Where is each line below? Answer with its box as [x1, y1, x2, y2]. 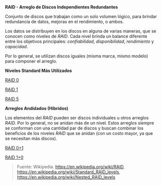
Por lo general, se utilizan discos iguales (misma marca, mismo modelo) [5, 53, 148, 59]
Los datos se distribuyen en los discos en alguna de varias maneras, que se [5, 28, 157, 34]
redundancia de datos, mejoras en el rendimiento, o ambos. [5, 19, 124, 24]
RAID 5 [5, 96, 19, 102]
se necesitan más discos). [5, 136, 57, 141]
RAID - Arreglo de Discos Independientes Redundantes [5, 4, 118, 10]
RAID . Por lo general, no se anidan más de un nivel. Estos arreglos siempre [5, 120, 154, 126]
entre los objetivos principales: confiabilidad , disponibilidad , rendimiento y [5, 38, 154, 44]
